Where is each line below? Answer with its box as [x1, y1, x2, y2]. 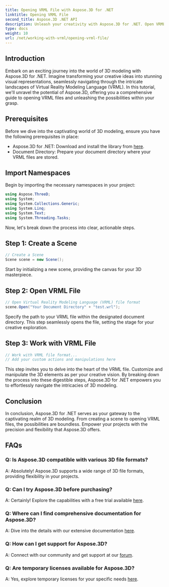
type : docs [5, 26, 28, 31]
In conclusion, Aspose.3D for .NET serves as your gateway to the [5, 411, 140, 417]
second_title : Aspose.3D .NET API [5, 17, 78, 22]
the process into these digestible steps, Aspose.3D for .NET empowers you [5, 377, 161, 383]
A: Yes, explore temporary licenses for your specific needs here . [5, 576, 138, 582]
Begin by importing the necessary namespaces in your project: [5, 182, 136, 188]
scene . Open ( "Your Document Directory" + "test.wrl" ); [5, 304, 121, 309]
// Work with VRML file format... [5, 352, 78, 357]
